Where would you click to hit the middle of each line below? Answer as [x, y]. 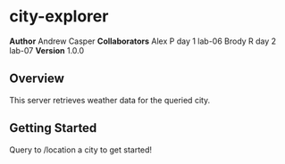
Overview [37, 79]
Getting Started [53, 128]
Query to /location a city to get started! [81, 150]
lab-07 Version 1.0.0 [47, 50]
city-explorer [59, 16]
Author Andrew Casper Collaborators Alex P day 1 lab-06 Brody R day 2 [143, 41]
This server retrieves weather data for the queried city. [110, 100]
